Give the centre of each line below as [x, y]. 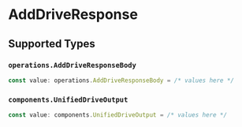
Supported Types [52, 44]
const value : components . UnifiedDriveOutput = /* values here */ [117, 115]
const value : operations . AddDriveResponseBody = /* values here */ [121, 80]
